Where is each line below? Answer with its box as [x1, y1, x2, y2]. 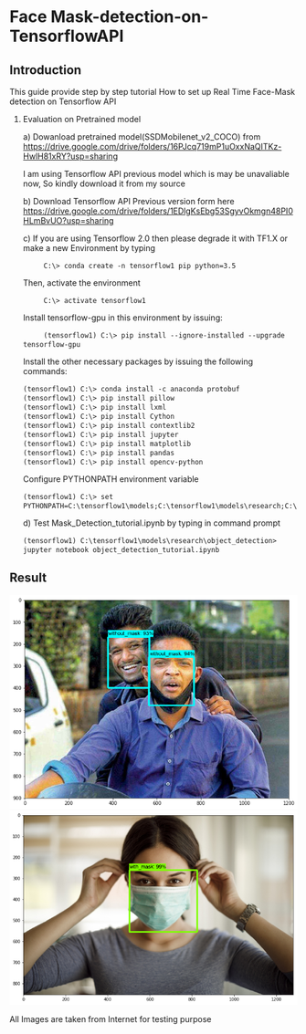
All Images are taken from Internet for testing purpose [9, 1013, 212, 1024]
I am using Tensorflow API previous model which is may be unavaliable [22, 169, 290, 179]
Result [9, 570, 47, 586]
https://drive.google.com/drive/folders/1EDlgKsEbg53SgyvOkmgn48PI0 [22, 205, 294, 216]
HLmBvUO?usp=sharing [22, 215, 114, 225]
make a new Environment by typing [22, 243, 156, 253]
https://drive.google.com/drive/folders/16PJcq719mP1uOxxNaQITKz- [22, 141, 282, 151]
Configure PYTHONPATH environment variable [22, 474, 199, 485]
